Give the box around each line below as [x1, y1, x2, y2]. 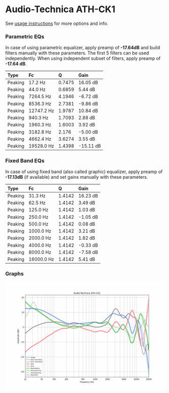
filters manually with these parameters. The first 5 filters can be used [5, 50, 149, 56]
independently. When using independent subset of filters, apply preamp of [5, 55, 161, 61]
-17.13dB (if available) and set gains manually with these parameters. [5, 174, 148, 180]
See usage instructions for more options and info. [5, 20, 109, 26]
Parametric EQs [5, 33, 45, 40]
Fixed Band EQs [5, 157, 45, 164]
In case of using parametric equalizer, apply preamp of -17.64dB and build [5, 45, 160, 51]
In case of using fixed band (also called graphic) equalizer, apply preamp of [5, 169, 163, 175]
